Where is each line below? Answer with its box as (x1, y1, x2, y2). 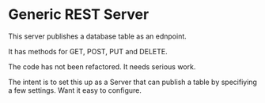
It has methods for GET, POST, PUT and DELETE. (8, 46, 168, 56)
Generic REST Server (8, 6, 150, 24)
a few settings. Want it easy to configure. (8, 85, 142, 95)
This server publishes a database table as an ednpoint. (8, 31, 187, 41)
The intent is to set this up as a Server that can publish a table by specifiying (8, 77, 257, 86)
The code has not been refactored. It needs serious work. (8, 61, 196, 72)
